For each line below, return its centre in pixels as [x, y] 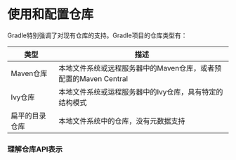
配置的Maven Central [93, 78]
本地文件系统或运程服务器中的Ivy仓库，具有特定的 [141, 92]
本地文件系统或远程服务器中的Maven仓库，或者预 [140, 68]
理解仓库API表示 [35, 149]
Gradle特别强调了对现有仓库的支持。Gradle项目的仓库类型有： [97, 35]
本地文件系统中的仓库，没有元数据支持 [122, 121]
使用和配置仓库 [51, 14]
